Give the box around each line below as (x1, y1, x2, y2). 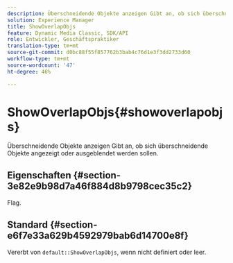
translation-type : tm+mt (7, 42, 79, 49)
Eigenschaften (7, 169, 71, 181)
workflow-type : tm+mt (7, 56, 70, 62)
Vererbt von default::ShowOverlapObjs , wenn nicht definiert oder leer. (7, 248, 207, 257)
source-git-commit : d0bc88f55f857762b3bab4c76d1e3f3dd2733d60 (7, 49, 191, 56)
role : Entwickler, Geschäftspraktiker (7, 36, 119, 43)
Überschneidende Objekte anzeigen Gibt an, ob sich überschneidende (7, 142, 209, 150)
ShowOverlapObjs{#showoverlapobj (7, 104, 223, 120)
